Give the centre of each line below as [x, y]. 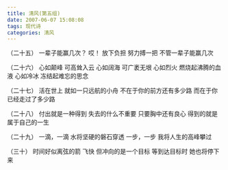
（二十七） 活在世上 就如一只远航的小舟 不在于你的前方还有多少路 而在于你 [112, 90]
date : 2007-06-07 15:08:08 [46, 20]
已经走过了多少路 [31, 99]
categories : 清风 [31, 33]
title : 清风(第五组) [34, 13]
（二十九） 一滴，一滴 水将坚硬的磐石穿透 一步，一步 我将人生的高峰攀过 [110, 137]
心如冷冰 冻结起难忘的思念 [52, 76]
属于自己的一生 [28, 122]
